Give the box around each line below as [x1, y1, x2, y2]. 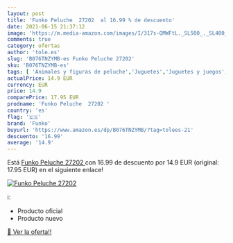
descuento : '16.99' [7, 133, 64, 140]
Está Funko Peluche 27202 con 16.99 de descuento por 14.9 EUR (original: [7, 158, 220, 167]
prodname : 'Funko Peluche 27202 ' [7, 101, 110, 108]
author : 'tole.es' [7, 49, 60, 56]
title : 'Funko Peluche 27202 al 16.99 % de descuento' [7, 17, 175, 24]
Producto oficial [17, 207, 63, 215]
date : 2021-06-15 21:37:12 [7, 23, 85, 30]
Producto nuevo [17, 215, 64, 223]
